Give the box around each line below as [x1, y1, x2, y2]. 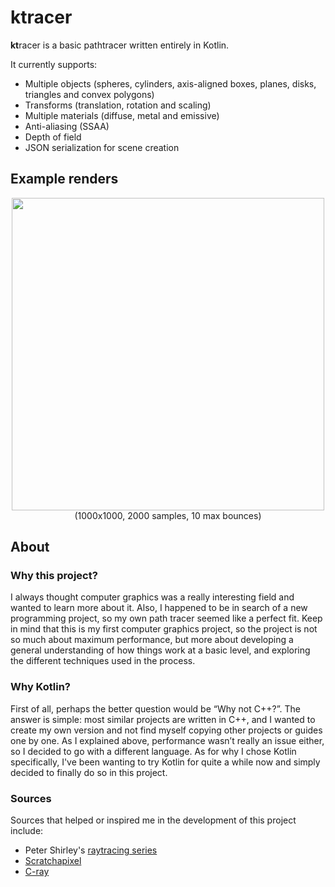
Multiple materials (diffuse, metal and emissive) [24, 109, 220, 121]
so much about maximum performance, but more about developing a [10, 634, 294, 646]
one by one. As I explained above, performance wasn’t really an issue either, [10, 734, 325, 746]
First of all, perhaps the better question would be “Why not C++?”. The [10, 702, 301, 715]
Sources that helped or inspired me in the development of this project [10, 814, 297, 826]
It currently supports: [10, 58, 98, 70]
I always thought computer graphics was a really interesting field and [10, 591, 295, 603]
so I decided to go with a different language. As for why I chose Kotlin [10, 745, 297, 757]
